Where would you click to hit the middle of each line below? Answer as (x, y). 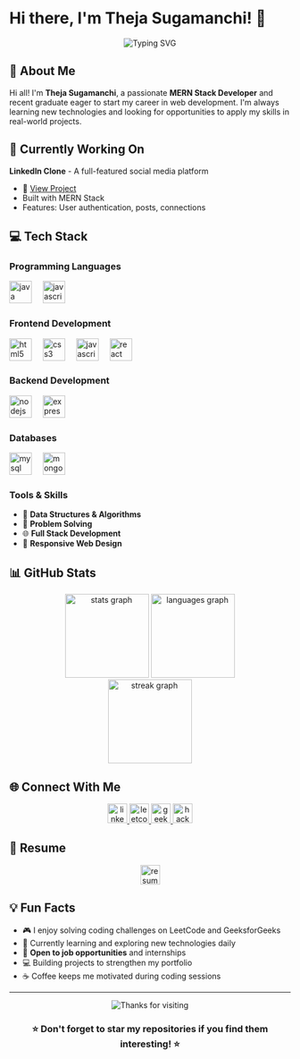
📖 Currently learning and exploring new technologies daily (129, 943)
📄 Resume (38, 848)
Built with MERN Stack (63, 198)
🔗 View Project (49, 188)
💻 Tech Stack (49, 236)
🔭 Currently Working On (77, 150)
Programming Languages (66, 266)
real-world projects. (46, 121)
